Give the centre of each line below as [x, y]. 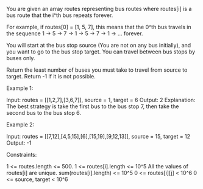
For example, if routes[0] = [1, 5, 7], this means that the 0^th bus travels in [99, 27]
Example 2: [20, 125]
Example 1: [20, 88]
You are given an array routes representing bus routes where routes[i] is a [99, 9]
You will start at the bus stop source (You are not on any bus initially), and [99, 45]
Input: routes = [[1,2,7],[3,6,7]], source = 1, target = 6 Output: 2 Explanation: [101, 100]
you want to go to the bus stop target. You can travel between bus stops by [101, 52]
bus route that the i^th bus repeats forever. [60, 15]
